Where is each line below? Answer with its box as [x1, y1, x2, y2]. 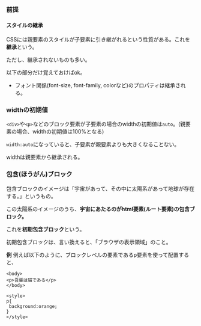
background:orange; [8, 303, 58, 309]
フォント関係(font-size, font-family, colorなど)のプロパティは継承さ [14, 82, 181, 89]
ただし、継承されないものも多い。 [6, 56, 91, 64]
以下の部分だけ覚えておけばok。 [6, 69, 86, 76]
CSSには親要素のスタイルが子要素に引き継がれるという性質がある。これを [6, 36, 191, 43]
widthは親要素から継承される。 [6, 153, 83, 161]
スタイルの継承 [6, 21, 43, 28]
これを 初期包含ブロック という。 [6, 226, 85, 233]
